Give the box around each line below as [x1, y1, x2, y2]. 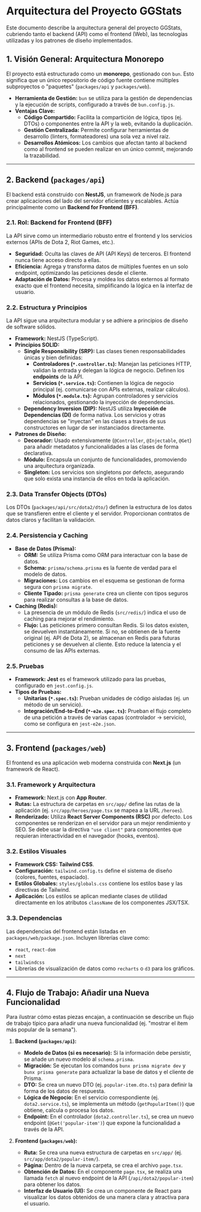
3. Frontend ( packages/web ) [6, 743, 106, 753]
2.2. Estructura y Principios [6, 303, 88, 311]
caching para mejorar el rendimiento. [23, 615, 115, 622]
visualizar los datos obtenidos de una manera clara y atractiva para [23, 1193, 190, 1201]
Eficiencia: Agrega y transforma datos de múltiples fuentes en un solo [14, 263, 188, 270]
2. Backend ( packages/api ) [6, 175, 105, 185]
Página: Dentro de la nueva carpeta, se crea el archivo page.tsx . [23, 1162, 183, 1169]
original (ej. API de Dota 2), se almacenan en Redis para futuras [23, 634, 181, 641]
